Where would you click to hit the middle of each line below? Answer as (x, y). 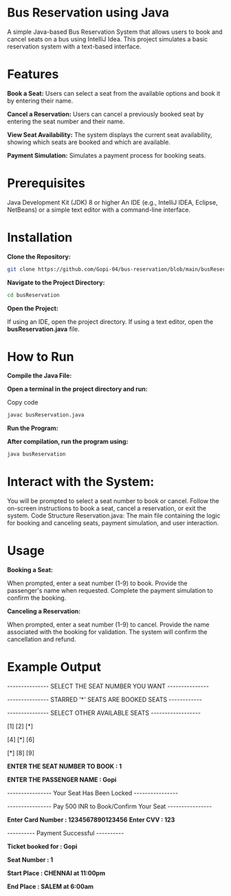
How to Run (41, 357)
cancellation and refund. (42, 640)
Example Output (54, 667)
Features (33, 74)
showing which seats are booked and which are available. (89, 142)
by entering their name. (40, 101)
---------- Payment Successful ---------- (66, 833)
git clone (21, 269)
